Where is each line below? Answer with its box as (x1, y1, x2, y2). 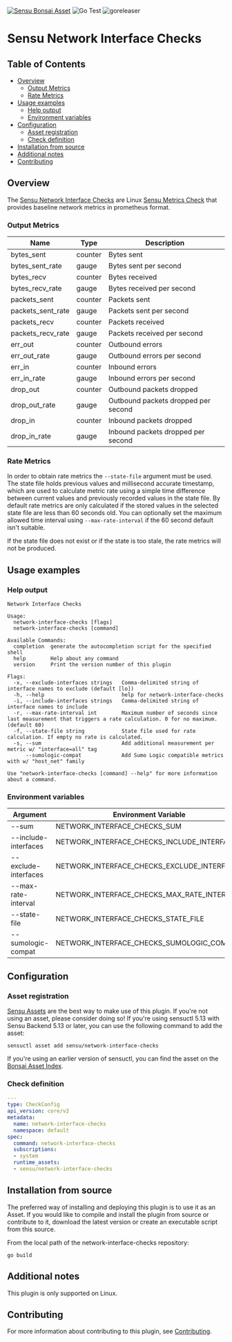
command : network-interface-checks (13, 1139, 116, 1147)
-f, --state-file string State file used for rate (13, 728, 196, 735)
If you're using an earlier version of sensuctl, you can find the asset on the (7, 1054, 219, 1063)
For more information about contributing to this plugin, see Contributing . (7, 1327, 212, 1336)
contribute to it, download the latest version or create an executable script (7, 1218, 217, 1226)
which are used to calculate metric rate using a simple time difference (7, 487, 206, 495)
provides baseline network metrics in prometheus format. (7, 203, 171, 211)
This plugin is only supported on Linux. (7, 1289, 118, 1297)
